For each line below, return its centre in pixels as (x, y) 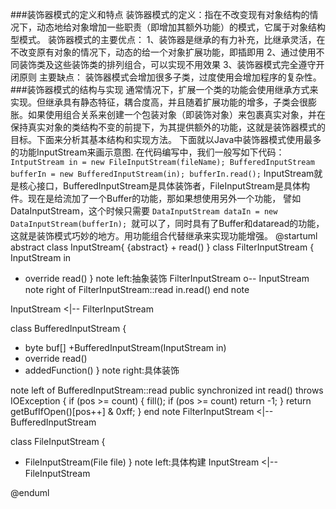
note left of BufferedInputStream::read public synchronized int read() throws (167, 390)
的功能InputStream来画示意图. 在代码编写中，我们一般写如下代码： (147, 152)
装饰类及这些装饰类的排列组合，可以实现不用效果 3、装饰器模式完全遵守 (167, 64)
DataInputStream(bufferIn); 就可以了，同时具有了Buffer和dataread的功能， (167, 223)
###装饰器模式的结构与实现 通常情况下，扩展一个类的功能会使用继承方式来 (164, 89)
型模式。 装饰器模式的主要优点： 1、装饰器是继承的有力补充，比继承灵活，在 (168, 39)
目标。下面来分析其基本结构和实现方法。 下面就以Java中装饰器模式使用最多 (166, 139)
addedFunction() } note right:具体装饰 (102, 370)
